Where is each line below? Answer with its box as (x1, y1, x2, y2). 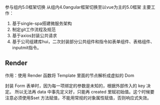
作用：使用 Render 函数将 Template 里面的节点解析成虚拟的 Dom (5, 72, 135, 78)
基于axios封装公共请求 (12, 33, 57, 38)
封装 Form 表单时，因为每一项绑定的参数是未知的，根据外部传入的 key (5, 83, 145, 89)
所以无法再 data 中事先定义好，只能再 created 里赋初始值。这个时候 (14, 89, 151, 94)
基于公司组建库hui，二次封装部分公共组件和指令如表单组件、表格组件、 (12, 39, 155, 45)
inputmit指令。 (12, 45, 42, 50)
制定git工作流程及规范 (12, 27, 56, 32)
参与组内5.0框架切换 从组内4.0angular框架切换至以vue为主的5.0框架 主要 (5, 4, 151, 10)
